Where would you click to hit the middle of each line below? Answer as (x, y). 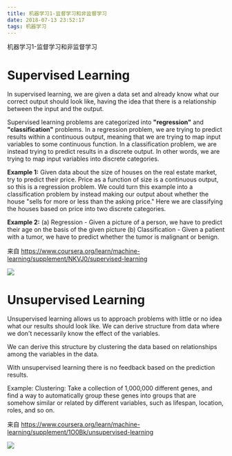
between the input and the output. (56, 109)
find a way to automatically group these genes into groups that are (102, 396)
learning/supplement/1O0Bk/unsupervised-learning (80, 433)
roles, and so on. (31, 410)
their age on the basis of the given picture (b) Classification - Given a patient (116, 230)
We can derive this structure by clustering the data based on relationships (112, 347)
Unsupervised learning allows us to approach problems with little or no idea (115, 319)
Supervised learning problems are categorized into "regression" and (105, 122)
